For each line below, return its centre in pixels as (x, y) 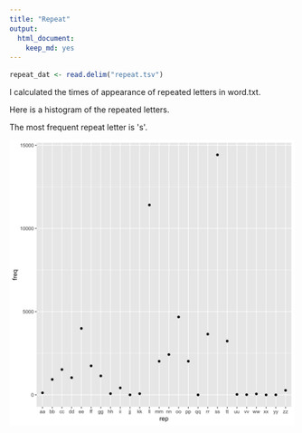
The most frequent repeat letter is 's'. (78, 128)
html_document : (46, 38)
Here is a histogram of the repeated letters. (90, 110)
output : (24, 29)
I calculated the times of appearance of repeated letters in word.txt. (135, 92)
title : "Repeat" (40, 19)
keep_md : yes (50, 48)
